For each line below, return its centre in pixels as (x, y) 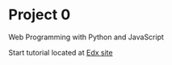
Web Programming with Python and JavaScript (86, 37)
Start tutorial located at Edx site (61, 52)
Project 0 (40, 15)
